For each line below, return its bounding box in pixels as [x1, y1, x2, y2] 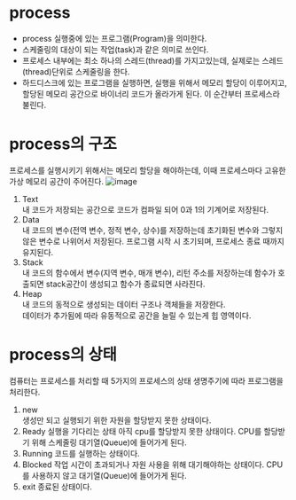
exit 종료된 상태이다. [21, 481, 93, 492]
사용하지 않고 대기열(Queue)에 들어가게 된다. [31, 470, 188, 480]
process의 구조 [9, 134, 117, 154]
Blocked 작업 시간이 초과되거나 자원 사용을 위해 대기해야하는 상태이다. [21, 459, 265, 470]
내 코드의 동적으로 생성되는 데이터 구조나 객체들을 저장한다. [21, 299, 226, 309]
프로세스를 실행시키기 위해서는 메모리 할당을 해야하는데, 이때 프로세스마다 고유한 [9, 165, 286, 176]
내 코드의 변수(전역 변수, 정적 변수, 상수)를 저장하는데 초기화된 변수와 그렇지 [21, 224, 284, 235]
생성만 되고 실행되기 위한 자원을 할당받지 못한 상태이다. [21, 415, 212, 426]
